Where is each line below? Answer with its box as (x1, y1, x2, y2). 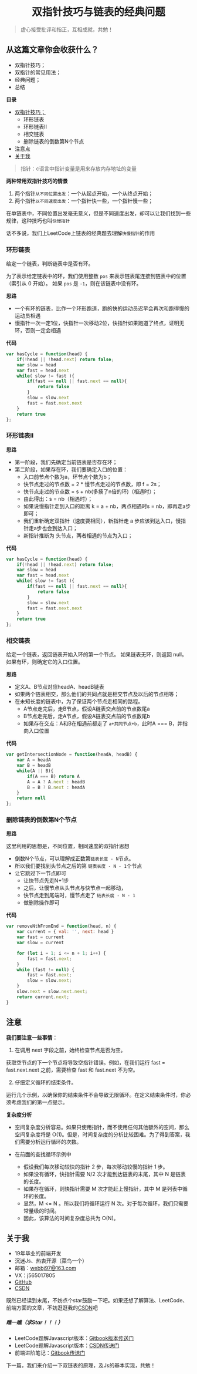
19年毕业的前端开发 (14, 1250, 62, 1257)
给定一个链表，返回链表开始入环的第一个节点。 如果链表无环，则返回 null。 (6, 651, 188, 658)
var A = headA (16, 757, 51, 763)
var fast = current (16, 934, 64, 940)
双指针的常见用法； (14, 69, 62, 76)
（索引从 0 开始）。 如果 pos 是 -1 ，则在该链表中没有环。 (6, 280, 142, 287)
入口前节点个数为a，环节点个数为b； (23, 473, 113, 480)
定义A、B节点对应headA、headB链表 (14, 683, 104, 691)
